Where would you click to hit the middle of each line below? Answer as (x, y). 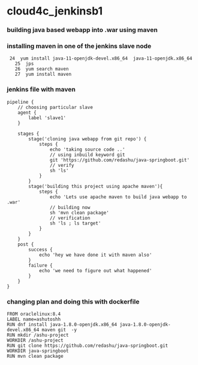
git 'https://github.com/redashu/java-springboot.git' (119, 160)
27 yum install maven (43, 74)
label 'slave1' (47, 118)
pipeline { (20, 102)
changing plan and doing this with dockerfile (73, 301)
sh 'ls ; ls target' (75, 223)
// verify (62, 165)
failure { (40, 265)
